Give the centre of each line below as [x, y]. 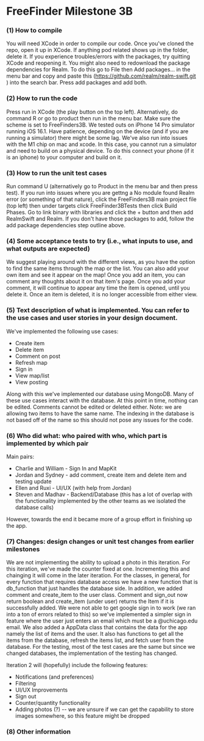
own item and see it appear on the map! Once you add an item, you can [96, 275]
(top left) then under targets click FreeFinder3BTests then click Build [92, 206]
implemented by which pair [47, 443]
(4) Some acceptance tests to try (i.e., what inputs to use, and [100, 241]
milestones [23, 549]
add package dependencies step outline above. [66, 225]
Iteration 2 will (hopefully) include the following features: [77, 665]
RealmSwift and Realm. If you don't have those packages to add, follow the [100, 219]
